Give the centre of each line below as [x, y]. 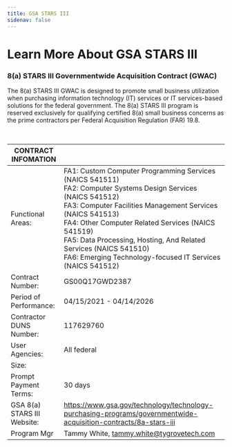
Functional [28, 213]
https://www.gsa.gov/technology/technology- [139, 405]
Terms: [22, 393]
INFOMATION [34, 159]
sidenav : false [29, 20]
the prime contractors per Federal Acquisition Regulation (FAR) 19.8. [104, 120]
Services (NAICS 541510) [107, 248]
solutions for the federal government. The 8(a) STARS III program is [103, 105]
